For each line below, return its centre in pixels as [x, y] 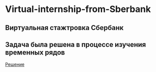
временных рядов [35, 52]
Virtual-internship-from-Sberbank [78, 9]
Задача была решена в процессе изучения [76, 44]
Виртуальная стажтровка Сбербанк [64, 28]
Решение [15, 64]
